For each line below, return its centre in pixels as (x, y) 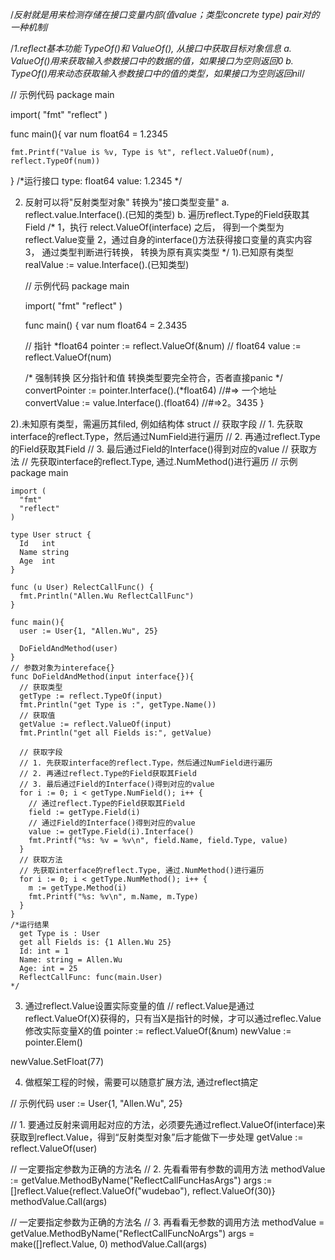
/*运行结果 (30, 925)
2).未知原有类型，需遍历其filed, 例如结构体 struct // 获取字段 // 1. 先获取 (156, 424)
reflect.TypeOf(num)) (55, 161)
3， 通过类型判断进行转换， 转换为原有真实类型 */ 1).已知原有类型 (159, 252)
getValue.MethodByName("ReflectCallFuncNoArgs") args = (132, 1233)
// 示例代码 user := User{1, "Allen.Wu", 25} (96, 1103)
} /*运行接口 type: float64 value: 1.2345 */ (96, 181)
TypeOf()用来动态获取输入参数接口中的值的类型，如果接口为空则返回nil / (157, 73)
